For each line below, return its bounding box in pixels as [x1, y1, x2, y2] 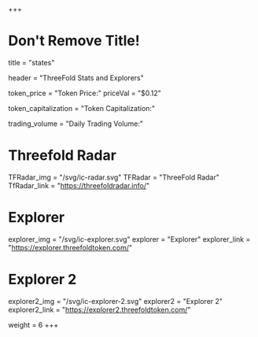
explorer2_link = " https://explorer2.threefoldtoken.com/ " [8, 305, 191, 314]
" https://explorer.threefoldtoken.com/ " [8, 243, 132, 252]
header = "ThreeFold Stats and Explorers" [8, 72, 144, 83]
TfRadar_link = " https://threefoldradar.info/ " [8, 180, 150, 190]
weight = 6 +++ [8, 320, 59, 329]
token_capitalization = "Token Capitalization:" [8, 103, 156, 113]
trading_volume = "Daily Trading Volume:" [8, 119, 144, 128]
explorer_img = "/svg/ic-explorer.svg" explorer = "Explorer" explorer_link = [8, 234, 251, 244]
